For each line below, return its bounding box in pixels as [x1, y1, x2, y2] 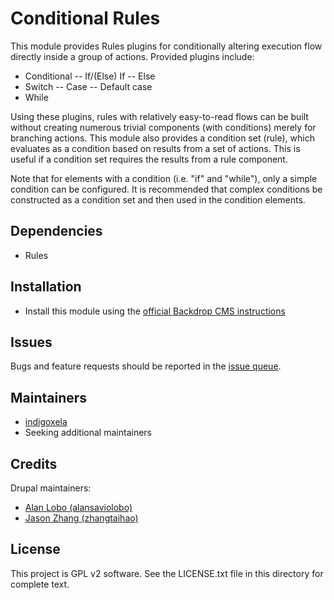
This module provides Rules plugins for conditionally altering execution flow [10, 40, 323, 52]
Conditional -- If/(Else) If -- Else [24, 70, 156, 82]
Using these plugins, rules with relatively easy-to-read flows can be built [10, 110, 309, 122]
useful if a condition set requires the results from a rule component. [10, 153, 288, 165]
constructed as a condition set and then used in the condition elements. [10, 193, 306, 206]
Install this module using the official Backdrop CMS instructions [24, 305, 286, 317]
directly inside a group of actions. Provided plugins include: [10, 50, 255, 62]
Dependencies [10, 223, 103, 240]
